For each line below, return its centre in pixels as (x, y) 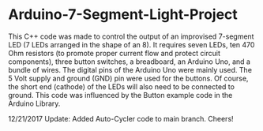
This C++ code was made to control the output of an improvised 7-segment (131, 36)
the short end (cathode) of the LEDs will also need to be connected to (122, 86)
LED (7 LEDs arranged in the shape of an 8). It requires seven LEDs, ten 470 (131, 44)
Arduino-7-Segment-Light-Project (123, 15)
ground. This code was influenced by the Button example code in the (120, 95)
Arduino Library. (34, 103)
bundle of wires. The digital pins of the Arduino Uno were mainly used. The (130, 69)
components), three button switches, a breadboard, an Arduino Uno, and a (130, 62)
